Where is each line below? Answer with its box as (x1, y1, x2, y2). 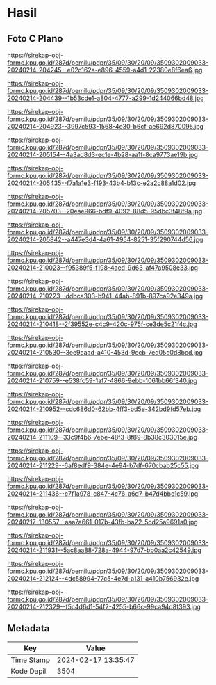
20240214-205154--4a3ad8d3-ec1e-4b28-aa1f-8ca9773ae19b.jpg (7, 151, 198, 159)
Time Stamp (10, 655, 51, 665)
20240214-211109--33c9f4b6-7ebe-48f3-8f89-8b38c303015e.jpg (7, 433, 198, 441)
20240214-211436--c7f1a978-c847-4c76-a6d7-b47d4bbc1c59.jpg (7, 490, 199, 498)
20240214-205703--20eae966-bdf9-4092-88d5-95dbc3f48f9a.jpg (7, 207, 203, 215)
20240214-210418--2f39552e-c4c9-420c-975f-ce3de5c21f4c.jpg (7, 320, 197, 328)
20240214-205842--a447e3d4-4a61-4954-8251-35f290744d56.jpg (7, 235, 203, 243)
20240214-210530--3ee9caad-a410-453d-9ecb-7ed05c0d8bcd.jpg (7, 348, 203, 356)
